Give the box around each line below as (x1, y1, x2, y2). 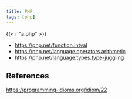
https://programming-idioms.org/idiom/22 (6, 86, 107, 94)
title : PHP (6, 8, 33, 15)
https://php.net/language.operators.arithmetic (14, 47, 126, 54)
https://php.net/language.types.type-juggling (14, 54, 124, 61)
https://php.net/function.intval (14, 42, 87, 49)
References (6, 71, 49, 81)
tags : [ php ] (6, 14, 35, 20)
